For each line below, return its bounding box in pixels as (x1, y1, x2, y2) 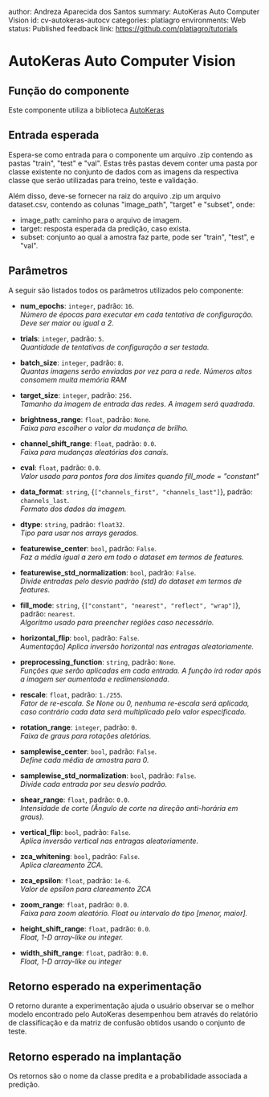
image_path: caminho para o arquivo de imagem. (19, 215, 182, 224)
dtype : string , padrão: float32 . (19, 519, 125, 529)
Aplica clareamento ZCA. (19, 860, 104, 870)
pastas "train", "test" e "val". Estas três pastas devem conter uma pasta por (8, 158, 259, 168)
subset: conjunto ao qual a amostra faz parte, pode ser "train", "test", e (19, 232, 255, 242)
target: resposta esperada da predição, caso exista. (19, 223, 191, 233)
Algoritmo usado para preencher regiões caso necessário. (19, 617, 214, 627)
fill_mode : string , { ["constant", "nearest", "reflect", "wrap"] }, (19, 600, 241, 610)
